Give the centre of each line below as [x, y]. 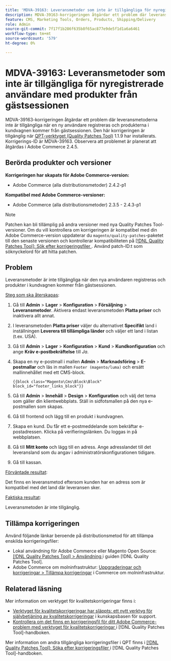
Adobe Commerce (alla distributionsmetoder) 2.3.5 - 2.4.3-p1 [77, 205]
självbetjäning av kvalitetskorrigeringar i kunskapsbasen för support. [84, 616]
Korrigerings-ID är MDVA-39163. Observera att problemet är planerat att [81, 141]
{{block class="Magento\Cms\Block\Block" [57, 382]
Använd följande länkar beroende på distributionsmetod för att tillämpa [79, 536]
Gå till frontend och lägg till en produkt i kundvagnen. [68, 417]
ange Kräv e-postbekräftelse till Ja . [51, 352]
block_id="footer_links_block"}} [48, 386]
